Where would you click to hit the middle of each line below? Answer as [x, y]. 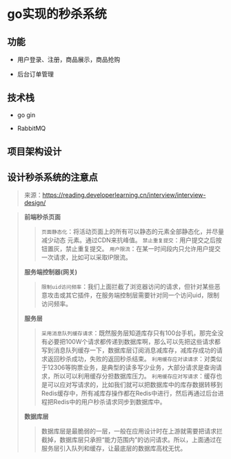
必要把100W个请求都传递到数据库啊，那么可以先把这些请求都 [134, 342]
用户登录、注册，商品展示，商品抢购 [69, 60]
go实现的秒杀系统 [57, 14]
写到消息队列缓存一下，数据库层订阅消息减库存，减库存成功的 [129, 350]
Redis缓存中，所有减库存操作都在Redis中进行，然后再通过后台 [130, 394]
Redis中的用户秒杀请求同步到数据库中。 [110, 402]
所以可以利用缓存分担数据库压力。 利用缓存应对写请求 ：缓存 [135, 376]
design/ [35, 203]
